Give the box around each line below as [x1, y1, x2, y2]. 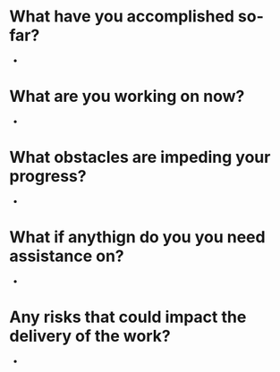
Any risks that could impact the [9, 307, 247, 327]
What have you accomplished [9, 6, 235, 27]
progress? [9, 166, 87, 187]
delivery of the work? [9, 325, 172, 346]
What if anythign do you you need [9, 227, 266, 247]
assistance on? [9, 246, 125, 266]
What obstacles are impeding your [9, 148, 271, 167]
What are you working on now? [9, 87, 245, 106]
